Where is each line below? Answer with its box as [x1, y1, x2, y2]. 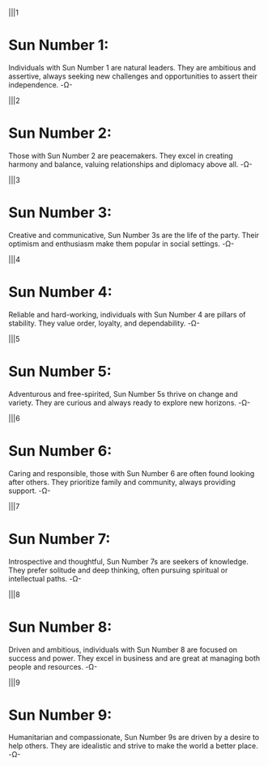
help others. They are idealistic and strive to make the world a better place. [8, 741, 258, 751]
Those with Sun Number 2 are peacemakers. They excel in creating [8, 151, 233, 160]
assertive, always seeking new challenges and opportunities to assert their [8, 71, 257, 81]
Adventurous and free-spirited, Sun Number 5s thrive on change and [8, 389, 239, 398]
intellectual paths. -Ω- [8, 573, 82, 583]
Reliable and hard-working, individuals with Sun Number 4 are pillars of [8, 309, 246, 319]
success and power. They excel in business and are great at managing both [8, 653, 261, 663]
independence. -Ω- [8, 79, 73, 89]
